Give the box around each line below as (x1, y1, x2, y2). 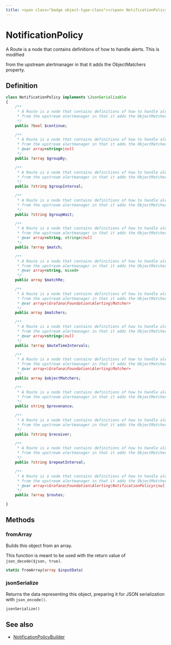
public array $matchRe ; (15, 278, 65, 283)
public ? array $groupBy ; (15, 156, 67, 161)
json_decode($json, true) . (6, 558, 62, 564)
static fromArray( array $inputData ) (6, 567, 83, 572)
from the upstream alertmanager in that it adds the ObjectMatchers (6, 61, 146, 67)
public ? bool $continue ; (15, 123, 67, 128)
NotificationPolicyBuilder (13, 634, 65, 640)
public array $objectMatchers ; (15, 376, 81, 381)
